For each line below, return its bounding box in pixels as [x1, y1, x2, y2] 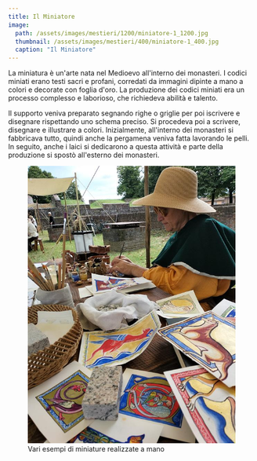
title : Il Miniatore [8, 13, 76, 20]
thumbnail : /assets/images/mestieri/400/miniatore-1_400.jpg [15, 38, 219, 46]
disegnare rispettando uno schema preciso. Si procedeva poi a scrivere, [8, 117, 241, 126]
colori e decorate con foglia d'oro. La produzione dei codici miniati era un [8, 85, 245, 94]
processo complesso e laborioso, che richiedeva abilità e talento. [8, 93, 218, 103]
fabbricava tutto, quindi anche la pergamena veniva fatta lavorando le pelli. [8, 134, 249, 143]
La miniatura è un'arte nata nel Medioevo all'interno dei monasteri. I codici [8, 68, 248, 78]
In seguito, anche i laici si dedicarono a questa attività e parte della [8, 142, 223, 152]
